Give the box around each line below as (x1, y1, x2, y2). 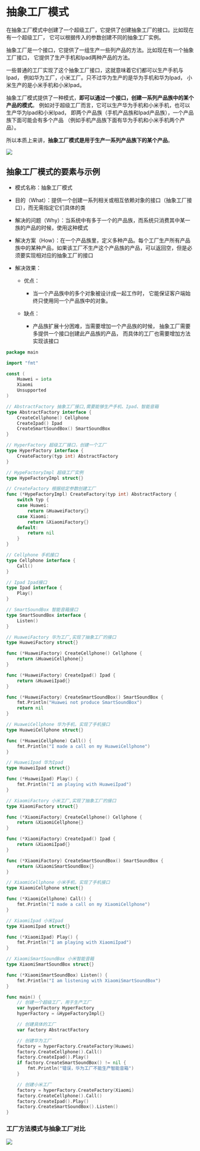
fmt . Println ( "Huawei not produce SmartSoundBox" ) (17, 700, 143, 706)
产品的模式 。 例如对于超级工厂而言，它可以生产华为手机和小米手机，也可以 (6, 101, 190, 108)
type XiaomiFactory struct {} (6, 803, 79, 809)
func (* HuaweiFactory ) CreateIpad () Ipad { (6, 672, 116, 678)
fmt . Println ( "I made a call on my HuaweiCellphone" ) (17, 743, 151, 749)
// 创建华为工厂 (17, 1038, 52, 1044)
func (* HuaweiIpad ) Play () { (6, 776, 79, 782)
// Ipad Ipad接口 (6, 579, 48, 585)
